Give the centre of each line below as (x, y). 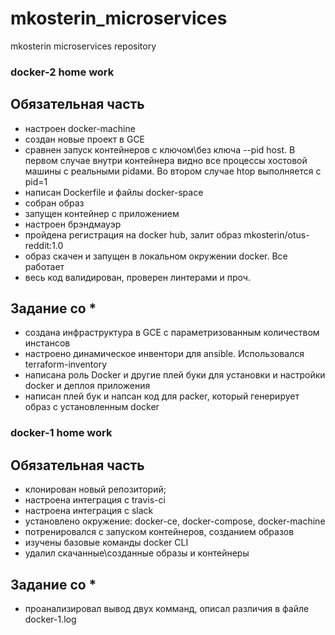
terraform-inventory (66, 364)
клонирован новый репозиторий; (95, 489)
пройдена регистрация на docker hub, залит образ (133, 234)
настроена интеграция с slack (89, 511)
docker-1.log (50, 619)
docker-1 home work (61, 433)
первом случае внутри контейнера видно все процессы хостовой (166, 160)
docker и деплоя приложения (87, 386)
